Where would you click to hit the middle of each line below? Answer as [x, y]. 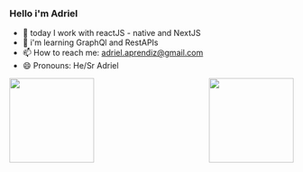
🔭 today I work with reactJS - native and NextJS [111, 33]
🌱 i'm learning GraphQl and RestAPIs [90, 42]
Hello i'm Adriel [44, 14]
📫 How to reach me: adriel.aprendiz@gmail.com [113, 53]
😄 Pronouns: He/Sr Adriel [70, 66]
